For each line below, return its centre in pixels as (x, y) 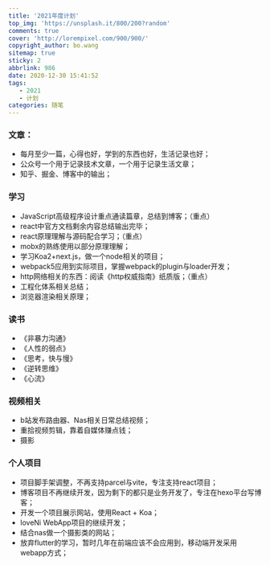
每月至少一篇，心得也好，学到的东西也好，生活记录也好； (115, 154)
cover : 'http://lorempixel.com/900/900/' (79, 38)
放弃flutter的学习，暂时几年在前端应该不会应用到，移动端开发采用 (129, 542)
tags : (17, 83)
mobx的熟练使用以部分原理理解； (75, 246)
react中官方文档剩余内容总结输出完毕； (85, 226)
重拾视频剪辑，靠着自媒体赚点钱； (76, 430)
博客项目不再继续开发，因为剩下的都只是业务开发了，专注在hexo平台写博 (141, 492)
